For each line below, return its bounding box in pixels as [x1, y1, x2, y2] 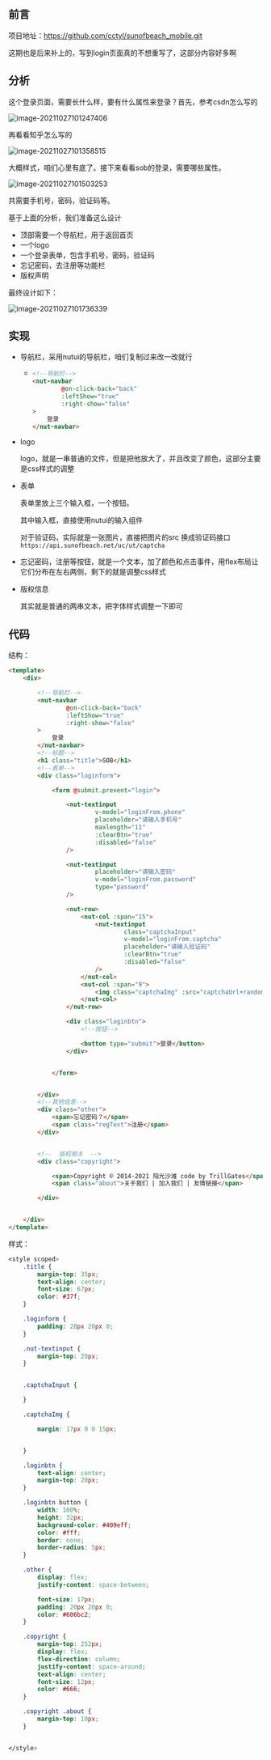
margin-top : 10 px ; [37, 1715, 99, 1723]
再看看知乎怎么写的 [8, 129, 73, 139]
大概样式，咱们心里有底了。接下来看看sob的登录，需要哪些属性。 [8, 163, 226, 172]
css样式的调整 [27, 464, 75, 473]
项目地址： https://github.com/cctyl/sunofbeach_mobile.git [8, 31, 203, 40]
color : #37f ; [37, 1293, 81, 1301]
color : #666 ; [37, 1686, 81, 1694]
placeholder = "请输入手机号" [94, 816, 182, 824]
